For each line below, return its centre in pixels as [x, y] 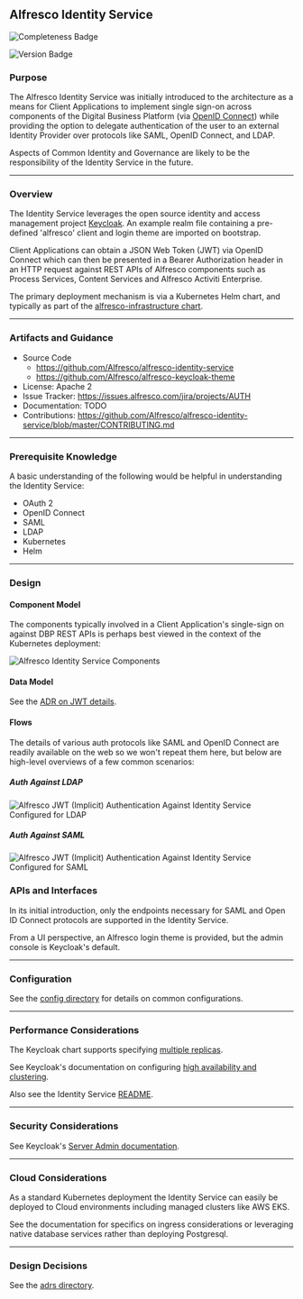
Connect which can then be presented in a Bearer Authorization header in [147, 260]
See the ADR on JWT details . [63, 701]
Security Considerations [64, 1126]
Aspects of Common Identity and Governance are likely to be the [130, 153]
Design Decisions [49, 1266]
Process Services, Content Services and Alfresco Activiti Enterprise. [136, 279]
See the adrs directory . [52, 1285]
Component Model [45, 604]
